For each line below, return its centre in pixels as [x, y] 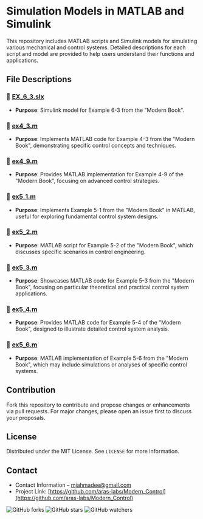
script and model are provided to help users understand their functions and [100, 53]
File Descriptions [39, 79]
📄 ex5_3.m [22, 267]
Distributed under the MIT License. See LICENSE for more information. [93, 452]
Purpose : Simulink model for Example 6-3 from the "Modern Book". [100, 110]
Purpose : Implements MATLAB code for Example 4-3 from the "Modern [105, 139]
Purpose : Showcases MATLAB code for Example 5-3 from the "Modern [105, 281]
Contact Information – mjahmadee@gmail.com [73, 485]
